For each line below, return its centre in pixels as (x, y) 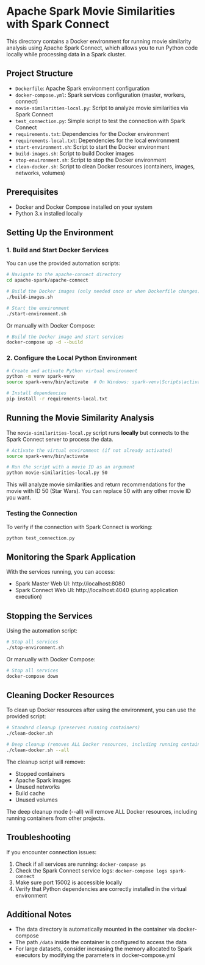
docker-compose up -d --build (45, 342)
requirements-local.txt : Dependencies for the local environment (97, 140)
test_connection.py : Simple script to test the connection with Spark (100, 121)
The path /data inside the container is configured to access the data (101, 942)
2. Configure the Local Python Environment (72, 358)
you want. (19, 498)
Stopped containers (40, 773)
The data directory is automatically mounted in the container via (95, 929)
